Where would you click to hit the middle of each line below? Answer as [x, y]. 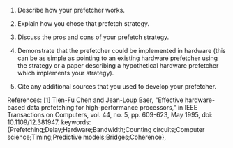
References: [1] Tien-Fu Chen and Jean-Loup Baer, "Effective [95, 100]
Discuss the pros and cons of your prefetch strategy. [93, 37]
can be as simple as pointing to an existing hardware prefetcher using [118, 58]
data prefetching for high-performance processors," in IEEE [112, 107]
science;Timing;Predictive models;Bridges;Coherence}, [87, 137]
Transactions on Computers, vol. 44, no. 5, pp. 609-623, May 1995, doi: [110, 115]
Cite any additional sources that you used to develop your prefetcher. [117, 86]
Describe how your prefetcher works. [71, 10]
